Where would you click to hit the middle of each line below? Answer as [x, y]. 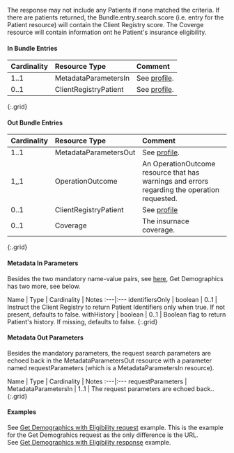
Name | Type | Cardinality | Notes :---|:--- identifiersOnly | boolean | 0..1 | [112, 299]
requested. [159, 199]
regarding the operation [181, 190]
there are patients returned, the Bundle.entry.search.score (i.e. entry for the [116, 17]
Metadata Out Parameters [45, 337]
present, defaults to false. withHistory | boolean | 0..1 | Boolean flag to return [117, 314]
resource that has [171, 173]
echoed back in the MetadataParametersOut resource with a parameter [110, 360]
